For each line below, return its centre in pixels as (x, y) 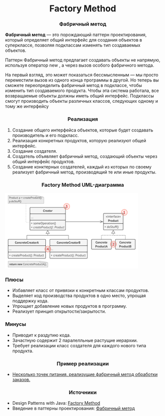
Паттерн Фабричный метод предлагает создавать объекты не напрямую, (83, 60)
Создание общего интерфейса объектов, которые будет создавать (83, 130)
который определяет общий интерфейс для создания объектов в (74, 40)
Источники (83, 392)
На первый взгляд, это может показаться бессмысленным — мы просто (82, 75)
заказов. (21, 379)
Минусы (16, 324)
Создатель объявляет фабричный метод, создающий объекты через (85, 156)
